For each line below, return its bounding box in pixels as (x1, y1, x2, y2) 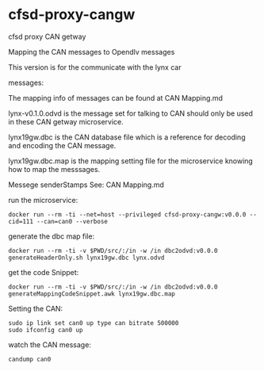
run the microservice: (8, 195, 78, 205)
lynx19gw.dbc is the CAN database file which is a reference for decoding (8, 132, 246, 142)
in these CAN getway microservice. (8, 117, 124, 126)
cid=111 (8, 217, 34, 225)
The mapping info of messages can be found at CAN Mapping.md (8, 93, 224, 102)
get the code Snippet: (8, 267, 79, 277)
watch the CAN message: (8, 339, 91, 350)
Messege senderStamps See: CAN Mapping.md (8, 180, 165, 189)
